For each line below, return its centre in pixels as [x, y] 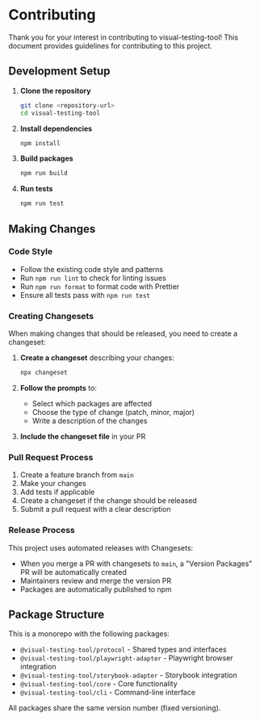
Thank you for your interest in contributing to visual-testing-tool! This [124, 37]
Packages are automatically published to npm [96, 589]
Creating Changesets [51, 316]
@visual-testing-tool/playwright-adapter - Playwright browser [126, 658]
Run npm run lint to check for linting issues [93, 278]
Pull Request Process [51, 457]
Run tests [36, 189]
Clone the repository [55, 90]
